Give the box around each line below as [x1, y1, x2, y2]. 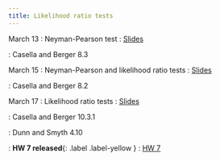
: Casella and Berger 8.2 [8, 80, 89, 90]
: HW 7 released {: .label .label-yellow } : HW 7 [8, 142, 161, 153]
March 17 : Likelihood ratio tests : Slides [8, 96, 139, 105]
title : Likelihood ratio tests [8, 11, 114, 20]
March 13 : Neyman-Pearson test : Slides [8, 34, 143, 43]
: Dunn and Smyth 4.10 [8, 127, 83, 137]
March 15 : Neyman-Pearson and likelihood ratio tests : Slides [8, 65, 212, 75]
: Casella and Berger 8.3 [8, 49, 89, 59]
